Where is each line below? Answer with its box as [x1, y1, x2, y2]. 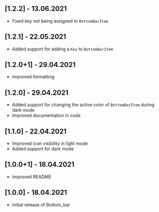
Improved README [12, 174, 52, 180]
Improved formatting [12, 74, 55, 80]
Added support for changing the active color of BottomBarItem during [12, 102, 154, 108]
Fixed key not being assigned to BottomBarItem [12, 18, 109, 24]
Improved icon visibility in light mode [12, 140, 88, 147]
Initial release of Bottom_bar [12, 201, 71, 207]
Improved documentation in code [12, 112, 81, 118]
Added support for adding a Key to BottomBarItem [12, 46, 113, 52]
